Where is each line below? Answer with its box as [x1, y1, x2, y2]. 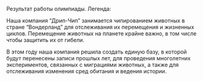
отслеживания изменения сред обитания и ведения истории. [6, 68, 167, 75]
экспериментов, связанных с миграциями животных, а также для [6, 61, 179, 68]
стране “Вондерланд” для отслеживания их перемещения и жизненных [6, 24, 194, 30]
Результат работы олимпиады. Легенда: [6, 5, 111, 12]
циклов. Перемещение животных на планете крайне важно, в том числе [6, 30, 197, 37]
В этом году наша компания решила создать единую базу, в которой [6, 48, 187, 55]
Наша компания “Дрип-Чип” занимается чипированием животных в [6, 17, 185, 24]
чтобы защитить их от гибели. [6, 37, 84, 43]
